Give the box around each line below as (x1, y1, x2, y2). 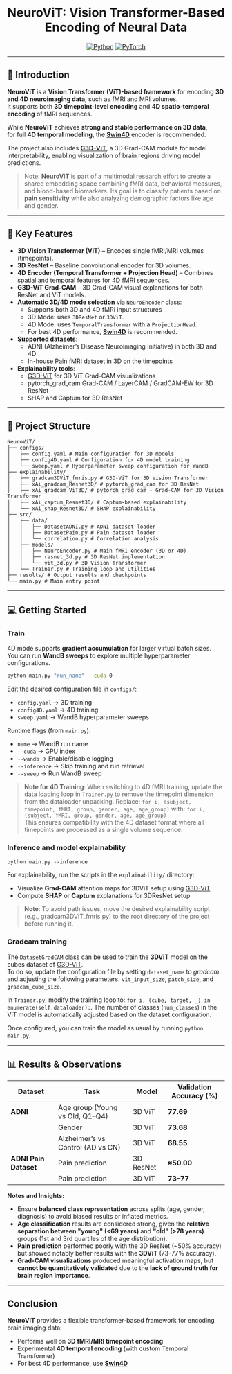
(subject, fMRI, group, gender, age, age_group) (23, 812, 167, 819)
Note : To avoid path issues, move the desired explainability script (23, 905, 211, 913)
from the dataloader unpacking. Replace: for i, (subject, (23, 797, 192, 805)
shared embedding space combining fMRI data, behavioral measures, (23, 179, 222, 188)
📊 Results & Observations (7, 1058, 122, 1070)
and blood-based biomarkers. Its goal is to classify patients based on (23, 186, 221, 195)
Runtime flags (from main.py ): (7, 726, 91, 734)
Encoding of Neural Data (44, 19, 188, 35)
